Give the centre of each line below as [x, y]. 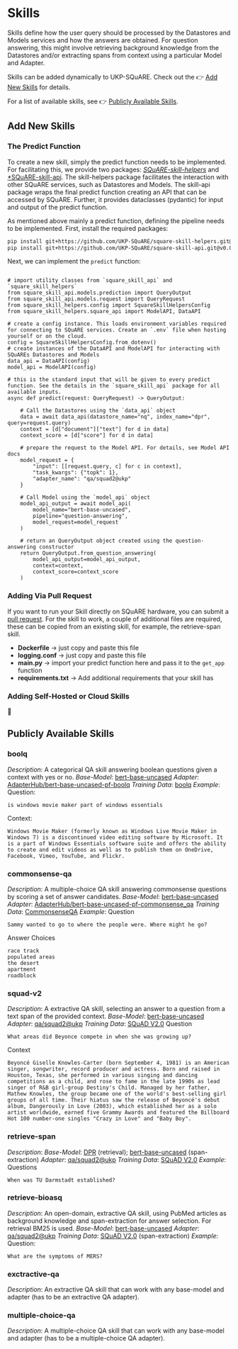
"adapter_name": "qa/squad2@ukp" [82, 479]
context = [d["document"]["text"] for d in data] [95, 429]
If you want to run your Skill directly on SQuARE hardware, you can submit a [118, 611]
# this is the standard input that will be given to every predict [109, 380]
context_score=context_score [76, 572]
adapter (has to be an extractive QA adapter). [73, 1297]
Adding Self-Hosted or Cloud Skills [68, 696]
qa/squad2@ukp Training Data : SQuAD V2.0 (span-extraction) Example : [113, 1236]
